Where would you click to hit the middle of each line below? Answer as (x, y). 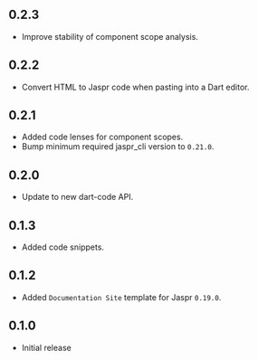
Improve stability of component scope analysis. (110, 36)
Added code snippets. (63, 247)
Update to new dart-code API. (77, 197)
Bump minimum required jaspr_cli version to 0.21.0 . (118, 147)
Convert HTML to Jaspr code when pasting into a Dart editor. (135, 87)
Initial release (46, 347)
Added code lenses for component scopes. (102, 137)
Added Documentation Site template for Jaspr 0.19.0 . (121, 297)
